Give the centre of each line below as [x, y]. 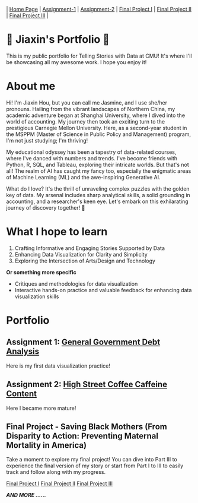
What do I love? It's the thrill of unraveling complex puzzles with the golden [98, 189]
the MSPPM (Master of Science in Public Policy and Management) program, [99, 134]
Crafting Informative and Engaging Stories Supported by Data [90, 248]
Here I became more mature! [41, 408]
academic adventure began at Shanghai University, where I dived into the [96, 115]
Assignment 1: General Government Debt [83, 342]
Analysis [23, 351]
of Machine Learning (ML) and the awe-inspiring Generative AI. [83, 177]
